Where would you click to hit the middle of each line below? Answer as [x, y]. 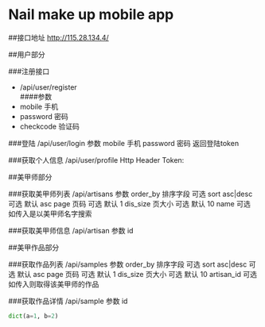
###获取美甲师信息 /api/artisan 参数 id [71, 230]
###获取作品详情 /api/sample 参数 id [68, 301]
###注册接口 [29, 71]
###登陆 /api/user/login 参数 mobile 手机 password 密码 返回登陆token [124, 143]
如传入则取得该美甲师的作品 [54, 284]
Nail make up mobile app [91, 15]
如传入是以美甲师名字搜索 [50, 214]
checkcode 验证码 [49, 126]
